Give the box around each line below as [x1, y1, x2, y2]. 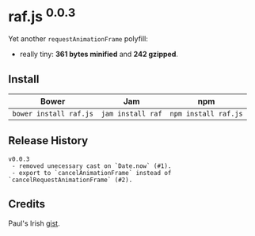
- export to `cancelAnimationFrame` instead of [11, 169, 172, 177]
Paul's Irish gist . [8, 219, 61, 228]
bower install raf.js [12, 109, 93, 119]
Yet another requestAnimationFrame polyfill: [8, 34, 149, 44]
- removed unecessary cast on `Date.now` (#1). [11, 162, 172, 170]
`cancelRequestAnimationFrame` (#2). [8, 176, 133, 184]
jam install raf [101, 109, 162, 119]
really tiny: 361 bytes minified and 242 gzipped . [19, 49, 178, 59]
